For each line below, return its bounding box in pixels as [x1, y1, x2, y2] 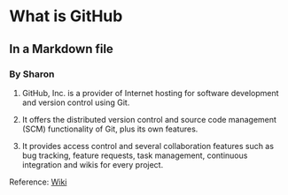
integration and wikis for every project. [21, 159, 164, 169]
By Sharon [9, 68, 55, 80]
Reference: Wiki [9, 176, 67, 187]
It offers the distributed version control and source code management [21, 114, 277, 124]
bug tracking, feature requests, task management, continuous [21, 150, 248, 161]
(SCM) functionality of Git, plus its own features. [21, 124, 198, 134]
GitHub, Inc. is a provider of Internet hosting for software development [21, 87, 279, 98]
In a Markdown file [9, 41, 113, 56]
